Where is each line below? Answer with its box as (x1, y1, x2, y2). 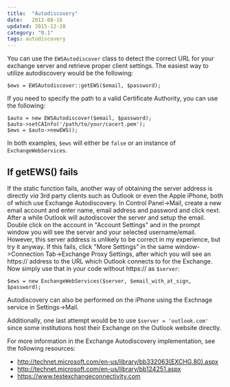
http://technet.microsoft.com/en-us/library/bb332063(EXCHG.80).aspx (16, 357, 218, 366)
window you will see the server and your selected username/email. (7, 228, 196, 236)
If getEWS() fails (7, 166, 79, 178)
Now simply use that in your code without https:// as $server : (7, 264, 180, 272)
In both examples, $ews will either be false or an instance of (7, 139, 176, 148)
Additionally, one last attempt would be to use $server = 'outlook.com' (7, 316, 209, 325)
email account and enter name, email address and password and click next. (7, 206, 221, 214)
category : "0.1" (7, 29, 54, 36)
